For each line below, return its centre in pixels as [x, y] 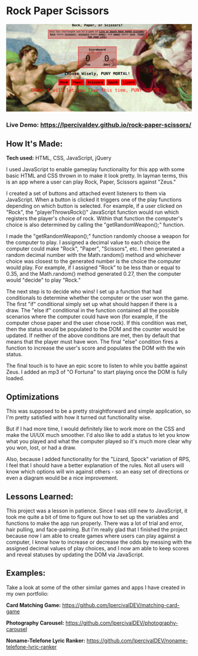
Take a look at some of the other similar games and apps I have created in [96, 587]
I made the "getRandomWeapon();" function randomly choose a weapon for [98, 236]
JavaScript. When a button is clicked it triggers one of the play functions [94, 200]
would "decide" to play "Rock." [44, 280]
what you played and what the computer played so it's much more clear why [99, 442]
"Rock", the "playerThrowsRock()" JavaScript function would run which [93, 212]
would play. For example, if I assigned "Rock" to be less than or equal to [93, 267]
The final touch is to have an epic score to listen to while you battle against [97, 366]
